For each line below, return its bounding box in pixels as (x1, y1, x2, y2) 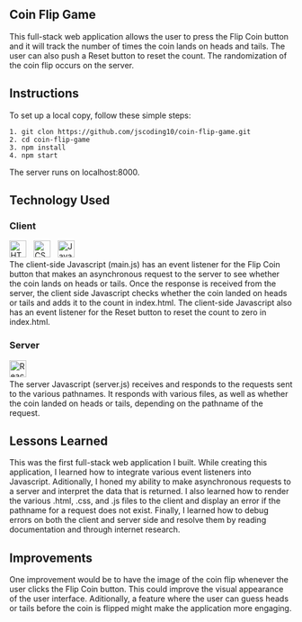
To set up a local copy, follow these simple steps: (9, 110, 191, 121)
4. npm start (9, 150, 58, 160)
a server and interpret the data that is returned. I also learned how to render (9, 486, 289, 497)
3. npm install (9, 143, 67, 152)
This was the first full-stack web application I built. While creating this (9, 457, 268, 468)
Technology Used (9, 193, 111, 208)
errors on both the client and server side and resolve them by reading (9, 515, 267, 526)
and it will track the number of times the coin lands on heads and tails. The (9, 41, 286, 51)
